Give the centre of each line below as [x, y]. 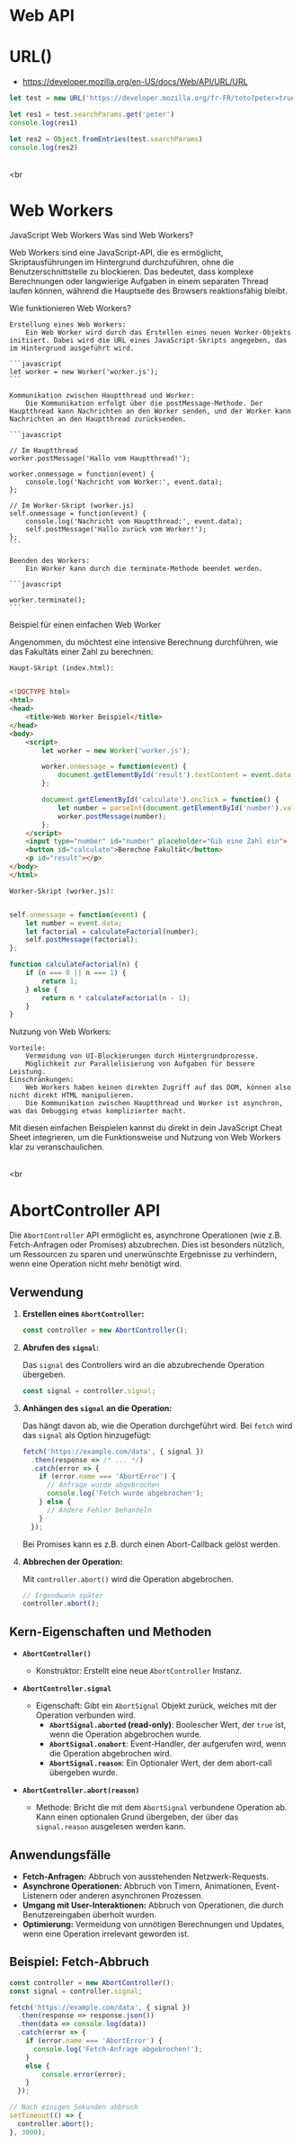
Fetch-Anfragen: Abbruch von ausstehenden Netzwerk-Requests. [146, 1876]
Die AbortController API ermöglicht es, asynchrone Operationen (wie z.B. [146, 1235]
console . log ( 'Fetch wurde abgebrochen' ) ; [125, 1494]
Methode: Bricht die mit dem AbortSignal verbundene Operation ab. [161, 1808]
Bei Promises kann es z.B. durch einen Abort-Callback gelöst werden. [151, 1544]
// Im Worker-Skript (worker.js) [72, 506]
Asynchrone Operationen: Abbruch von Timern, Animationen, [138, 1886]
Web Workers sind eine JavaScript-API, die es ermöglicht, [116, 253]
